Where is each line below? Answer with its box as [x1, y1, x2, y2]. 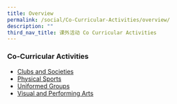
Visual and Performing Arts [16, 89, 94, 97]
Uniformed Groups [16, 81, 70, 90]
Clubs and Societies [16, 67, 74, 75]
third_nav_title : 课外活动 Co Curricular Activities [7, 29, 157, 36]
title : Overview [7, 10, 54, 17]
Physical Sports [16, 75, 62, 83]
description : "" [7, 23, 54, 29]
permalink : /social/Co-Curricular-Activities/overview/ [7, 16, 170, 23]
